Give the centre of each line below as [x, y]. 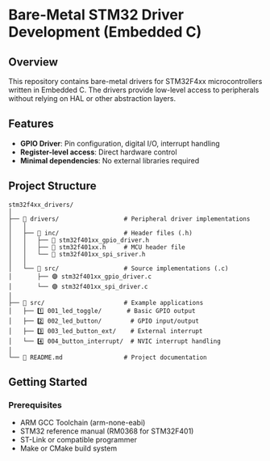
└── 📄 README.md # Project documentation [108, 357]
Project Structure [52, 186]
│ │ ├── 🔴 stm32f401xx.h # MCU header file [97, 247]
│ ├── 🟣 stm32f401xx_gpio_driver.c [80, 277]
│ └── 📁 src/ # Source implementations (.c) [118, 269]
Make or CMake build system [69, 448]
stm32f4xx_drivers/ [41, 205]
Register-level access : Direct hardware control [98, 152]
